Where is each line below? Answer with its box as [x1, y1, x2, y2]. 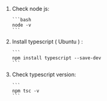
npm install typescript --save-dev [11, 55, 102, 61]
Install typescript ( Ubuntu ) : [11, 38, 83, 45]
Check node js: [11, 5, 50, 12]
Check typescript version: [11, 71, 76, 78]
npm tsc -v [11, 88, 40, 94]
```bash [11, 17, 31, 23]
